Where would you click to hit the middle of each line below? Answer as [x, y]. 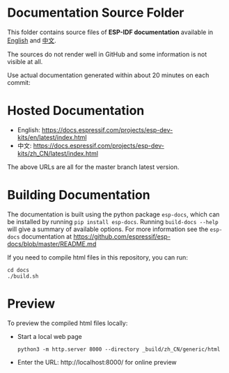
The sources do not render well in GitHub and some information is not [107, 54]
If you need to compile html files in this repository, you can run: [97, 257]
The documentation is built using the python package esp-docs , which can [113, 214]
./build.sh [23, 276]
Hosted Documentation [76, 111]
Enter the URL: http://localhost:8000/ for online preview [97, 362]
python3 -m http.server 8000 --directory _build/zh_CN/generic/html [119, 349]
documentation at [47, 236]
